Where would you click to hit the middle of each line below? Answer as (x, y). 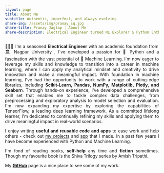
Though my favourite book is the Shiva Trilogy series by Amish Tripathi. (77, 156)
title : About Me (21, 14)
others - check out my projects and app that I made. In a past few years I (82, 136)
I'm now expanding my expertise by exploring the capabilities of (82, 106)
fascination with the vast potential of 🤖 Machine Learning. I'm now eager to (82, 59)
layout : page (18, 10)
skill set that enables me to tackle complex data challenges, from (82, 95)
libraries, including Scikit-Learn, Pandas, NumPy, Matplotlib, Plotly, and (82, 85)
